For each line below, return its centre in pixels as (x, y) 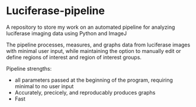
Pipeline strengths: (29, 68)
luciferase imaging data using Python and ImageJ (67, 33)
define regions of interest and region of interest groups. (74, 57)
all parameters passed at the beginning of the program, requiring (94, 80)
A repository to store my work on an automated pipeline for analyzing (91, 27)
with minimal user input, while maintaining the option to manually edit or (94, 51)
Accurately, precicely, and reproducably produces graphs (85, 92)
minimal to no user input (44, 86)
